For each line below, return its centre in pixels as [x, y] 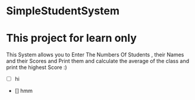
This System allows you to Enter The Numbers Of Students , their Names [95, 55]
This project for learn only [71, 38]
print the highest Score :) [37, 67]
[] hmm [23, 91]
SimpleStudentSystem [63, 11]
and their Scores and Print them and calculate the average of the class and [97, 61]
